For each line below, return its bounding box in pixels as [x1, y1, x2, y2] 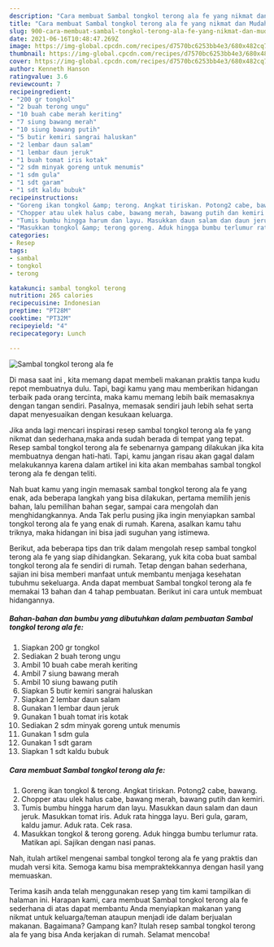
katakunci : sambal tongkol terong [9, 284, 127, 292]
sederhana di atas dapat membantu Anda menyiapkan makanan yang [9, 904, 242, 914]
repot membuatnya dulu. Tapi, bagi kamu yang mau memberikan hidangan [9, 384, 259, 393]
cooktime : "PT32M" [9, 314, 72, 322]
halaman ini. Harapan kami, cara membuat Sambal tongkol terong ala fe [9, 895, 249, 905]
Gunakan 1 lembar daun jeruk [20, 704, 120, 713]
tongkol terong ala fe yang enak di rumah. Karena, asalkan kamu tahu [9, 519, 241, 528]
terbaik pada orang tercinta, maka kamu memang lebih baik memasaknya [9, 392, 255, 401]
